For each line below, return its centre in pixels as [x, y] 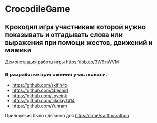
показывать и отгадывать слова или [64, 35]
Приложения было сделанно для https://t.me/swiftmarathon [67, 116]
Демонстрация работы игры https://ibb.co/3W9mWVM [62, 62]
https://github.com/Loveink [39, 96]
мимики [18, 50]
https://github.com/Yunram [39, 106]
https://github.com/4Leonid [40, 90]
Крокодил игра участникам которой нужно [76, 27]
